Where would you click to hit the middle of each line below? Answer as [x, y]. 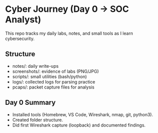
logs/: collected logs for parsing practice [54, 82]
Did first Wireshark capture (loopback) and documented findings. [79, 125]
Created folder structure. [38, 120]
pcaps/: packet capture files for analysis [53, 87]
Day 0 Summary [30, 103]
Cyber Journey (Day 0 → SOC [67, 9]
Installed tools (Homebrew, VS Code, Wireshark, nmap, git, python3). [83, 114]
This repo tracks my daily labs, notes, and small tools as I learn [69, 33]
